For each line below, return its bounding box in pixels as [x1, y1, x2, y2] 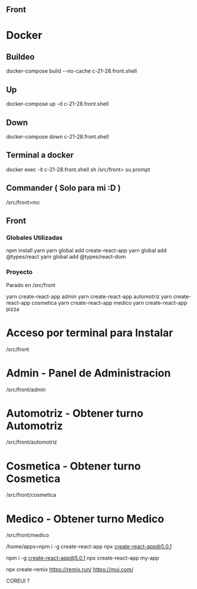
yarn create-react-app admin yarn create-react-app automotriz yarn [6, 292, 172, 300]
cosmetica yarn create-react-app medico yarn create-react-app [31, 299, 188, 306]
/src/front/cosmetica [6, 492, 57, 499]
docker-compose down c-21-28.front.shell [6, 133, 109, 141]
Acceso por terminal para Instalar [6, 326, 173, 339]
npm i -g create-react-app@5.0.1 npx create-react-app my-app [6, 555, 159, 562]
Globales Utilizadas [6, 233, 63, 242]
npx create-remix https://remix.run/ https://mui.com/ [6, 566, 134, 573]
